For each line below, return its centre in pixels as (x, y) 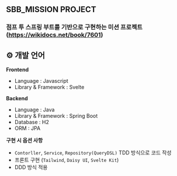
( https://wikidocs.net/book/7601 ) (55, 35)
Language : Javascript (41, 81)
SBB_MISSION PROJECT (51, 10)
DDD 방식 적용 (31, 167)
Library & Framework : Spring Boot (56, 116)
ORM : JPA (27, 128)
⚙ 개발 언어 (26, 55)
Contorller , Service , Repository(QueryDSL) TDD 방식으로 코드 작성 (93, 153)
